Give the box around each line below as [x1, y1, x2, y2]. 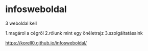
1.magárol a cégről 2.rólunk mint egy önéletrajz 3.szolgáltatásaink [5, 30, 143, 36]
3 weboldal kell [5, 20, 37, 26]
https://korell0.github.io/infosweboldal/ [5, 39, 87, 46]
